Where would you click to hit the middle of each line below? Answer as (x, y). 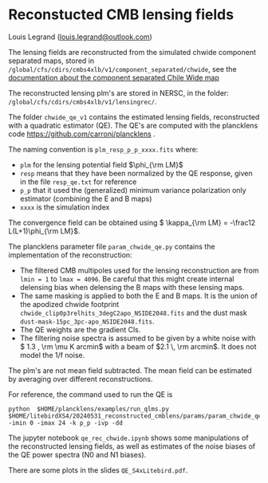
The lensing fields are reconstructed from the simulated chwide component (132, 52)
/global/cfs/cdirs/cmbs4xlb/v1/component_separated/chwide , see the (122, 69)
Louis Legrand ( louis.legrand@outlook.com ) (81, 37)
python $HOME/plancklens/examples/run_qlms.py (89, 409)
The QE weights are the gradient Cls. (80, 329)
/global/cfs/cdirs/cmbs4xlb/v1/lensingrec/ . (83, 101)
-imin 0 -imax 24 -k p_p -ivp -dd (66, 423)
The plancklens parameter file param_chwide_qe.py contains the (112, 246)
